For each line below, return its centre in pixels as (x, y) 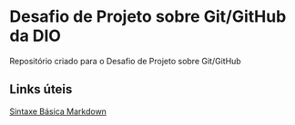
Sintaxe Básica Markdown (58, 111)
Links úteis (41, 89)
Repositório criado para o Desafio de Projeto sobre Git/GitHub (125, 61)
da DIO (36, 36)
